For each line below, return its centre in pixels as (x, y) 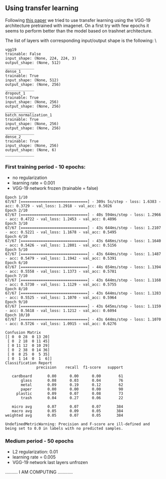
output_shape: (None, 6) (31, 150)
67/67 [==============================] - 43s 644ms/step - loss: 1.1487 (83, 254)
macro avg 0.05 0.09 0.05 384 (67, 411)
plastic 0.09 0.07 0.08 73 (70, 394)
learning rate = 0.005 (34, 457)
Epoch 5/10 (16, 250)
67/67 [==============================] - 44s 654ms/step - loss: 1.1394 (83, 267)
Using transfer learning (42, 8)
